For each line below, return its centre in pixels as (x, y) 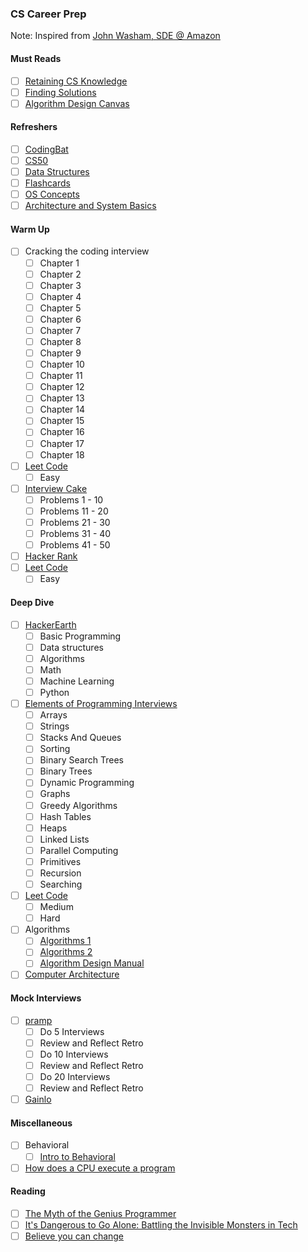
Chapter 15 (62, 421)
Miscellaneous (41, 1123)
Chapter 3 (60, 285)
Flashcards (47, 183)
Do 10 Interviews (74, 1054)
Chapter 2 (60, 274)
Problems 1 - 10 (71, 499)
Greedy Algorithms (78, 805)
